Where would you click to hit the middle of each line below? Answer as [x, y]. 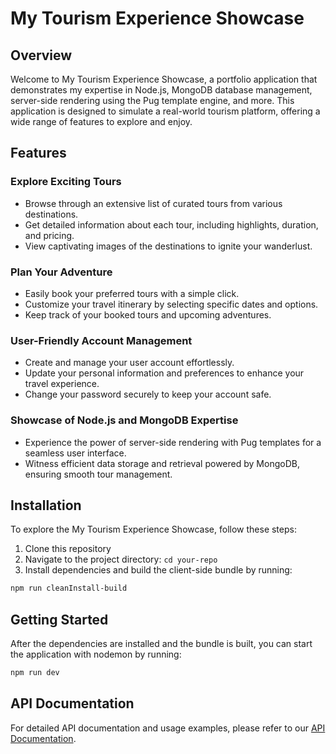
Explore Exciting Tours [66, 182]
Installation [46, 505]
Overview [41, 55]
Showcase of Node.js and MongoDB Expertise [124, 420]
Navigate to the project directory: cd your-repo [121, 559]
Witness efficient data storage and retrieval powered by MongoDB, [162, 463]
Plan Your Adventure [61, 272]
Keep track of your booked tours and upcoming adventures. [148, 314]
